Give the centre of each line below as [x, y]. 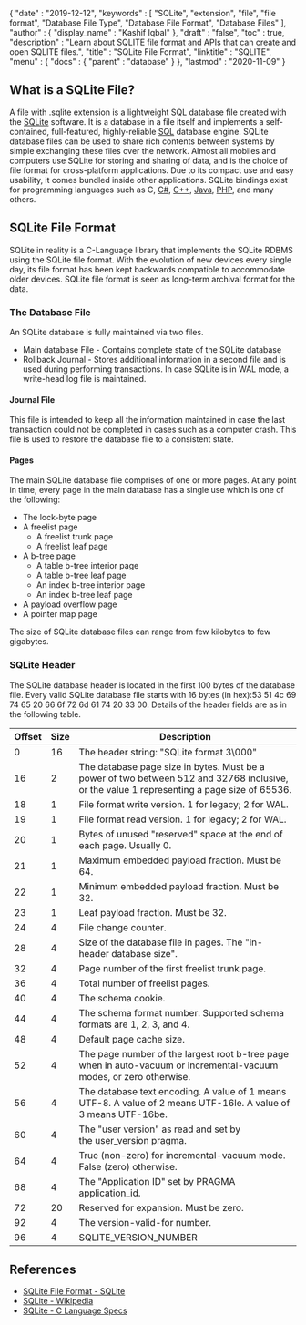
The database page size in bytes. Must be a [172, 766]
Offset [28, 736]
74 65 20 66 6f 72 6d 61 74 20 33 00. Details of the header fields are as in [148, 704]
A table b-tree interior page [87, 566]
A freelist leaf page [72, 547]
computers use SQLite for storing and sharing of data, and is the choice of [149, 160]
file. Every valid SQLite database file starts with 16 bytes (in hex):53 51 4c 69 [153, 694]
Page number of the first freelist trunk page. [173, 968]
